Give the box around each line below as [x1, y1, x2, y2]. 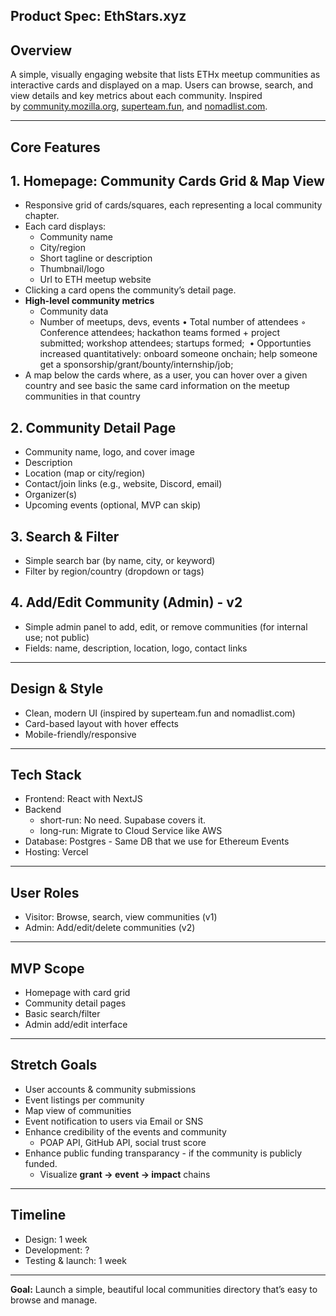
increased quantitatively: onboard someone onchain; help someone [39, 348, 318, 360]
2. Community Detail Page [10, 419, 177, 436]
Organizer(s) [24, 489, 78, 501]
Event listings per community [24, 1094, 145, 1106]
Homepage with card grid [24, 987, 131, 999]
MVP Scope [10, 960, 85, 977]
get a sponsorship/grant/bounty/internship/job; [39, 359, 234, 371]
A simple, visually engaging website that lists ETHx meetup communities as [10, 69, 321, 81]
